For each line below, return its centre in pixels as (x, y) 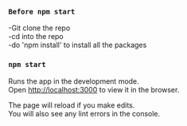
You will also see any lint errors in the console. (84, 113)
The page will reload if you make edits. (72, 105)
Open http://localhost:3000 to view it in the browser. (94, 89)
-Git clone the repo (39, 28)
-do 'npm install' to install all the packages (78, 45)
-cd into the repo (36, 37)
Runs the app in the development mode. (74, 81)
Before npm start (42, 12)
